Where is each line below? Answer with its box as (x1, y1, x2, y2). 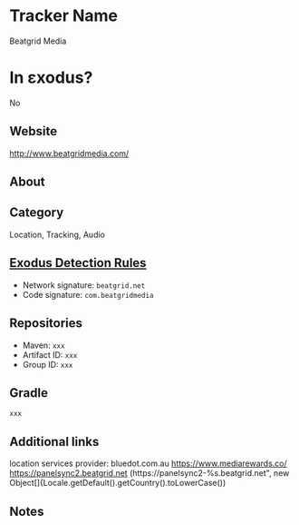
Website (9, 124, 57, 139)
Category (9, 205, 64, 221)
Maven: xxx (22, 340, 65, 351)
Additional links (9, 433, 100, 450)
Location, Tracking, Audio (9, 229, 106, 240)
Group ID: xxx (22, 359, 73, 370)
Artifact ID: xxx (22, 349, 78, 360)
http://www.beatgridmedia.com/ (9, 147, 130, 159)
